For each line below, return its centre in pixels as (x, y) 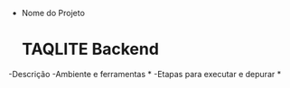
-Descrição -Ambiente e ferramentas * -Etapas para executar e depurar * (145, 74)
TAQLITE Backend (90, 49)
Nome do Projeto (53, 13)
